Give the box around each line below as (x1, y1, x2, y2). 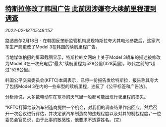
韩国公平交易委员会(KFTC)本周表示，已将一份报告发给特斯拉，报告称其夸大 (5, 77, 159, 83)
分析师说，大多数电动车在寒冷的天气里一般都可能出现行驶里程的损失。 (5, 93, 149, 100)
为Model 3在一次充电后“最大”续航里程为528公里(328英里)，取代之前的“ (5, 60, 151, 66)
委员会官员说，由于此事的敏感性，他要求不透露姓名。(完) (5, 117, 121, 123)
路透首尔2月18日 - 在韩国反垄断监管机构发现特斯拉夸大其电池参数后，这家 (5, 38, 156, 43)
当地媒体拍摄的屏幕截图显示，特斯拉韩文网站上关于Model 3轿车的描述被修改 (5, 54, 161, 60)
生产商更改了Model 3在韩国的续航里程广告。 (9, 43, 100, 49)
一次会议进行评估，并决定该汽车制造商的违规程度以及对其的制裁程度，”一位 (9, 110, 162, 116)
